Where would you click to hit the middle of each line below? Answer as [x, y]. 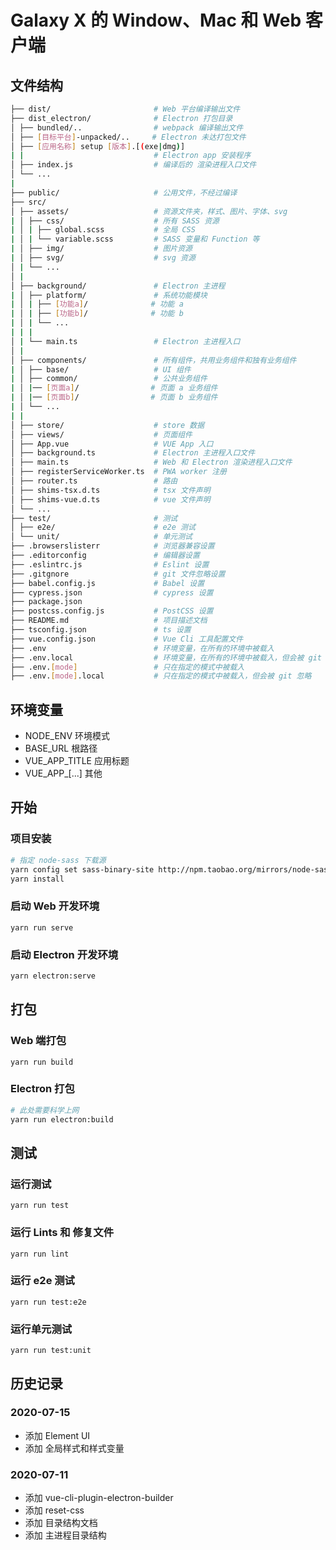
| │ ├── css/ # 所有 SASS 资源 [115, 221]
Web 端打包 [38, 1041]
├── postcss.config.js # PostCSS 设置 [112, 611]
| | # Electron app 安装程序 [131, 156]
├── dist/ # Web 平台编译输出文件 [125, 109]
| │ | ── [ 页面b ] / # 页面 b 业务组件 [114, 397]
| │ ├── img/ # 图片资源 [101, 249]
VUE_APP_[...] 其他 [63, 773]
